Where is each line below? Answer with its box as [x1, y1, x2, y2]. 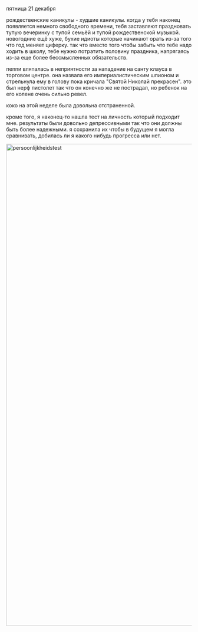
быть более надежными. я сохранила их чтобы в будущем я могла [6, 126, 174, 133]
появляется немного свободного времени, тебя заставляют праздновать [6, 23, 192, 29]
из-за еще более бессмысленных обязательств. [6, 54, 128, 61]
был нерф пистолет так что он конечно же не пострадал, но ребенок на [6, 84, 187, 91]
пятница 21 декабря [6, 5, 56, 12]
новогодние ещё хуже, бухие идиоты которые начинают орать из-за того [6, 35, 192, 42]
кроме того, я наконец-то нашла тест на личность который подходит [6, 113, 180, 120]
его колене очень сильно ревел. [6, 91, 88, 97]
